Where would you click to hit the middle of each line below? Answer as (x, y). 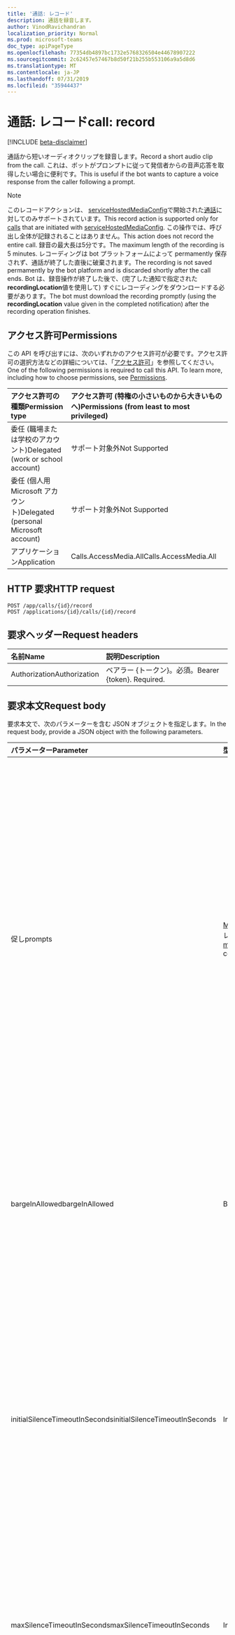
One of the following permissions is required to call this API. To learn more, (115, 370)
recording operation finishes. (49, 312)
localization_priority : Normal (53, 33)
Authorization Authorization (55, 674)
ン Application (33, 562)
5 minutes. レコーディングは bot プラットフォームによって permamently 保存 (117, 254)
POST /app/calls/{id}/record (50, 606)
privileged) (90, 416)
